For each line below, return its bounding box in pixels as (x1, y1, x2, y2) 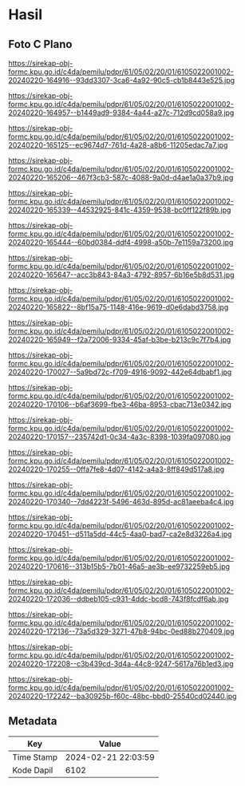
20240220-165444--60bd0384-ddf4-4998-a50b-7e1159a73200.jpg (8, 238, 234, 247)
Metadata (8, 714, 57, 728)
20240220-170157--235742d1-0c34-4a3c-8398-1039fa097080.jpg (8, 432, 231, 441)
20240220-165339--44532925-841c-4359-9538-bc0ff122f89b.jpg (8, 205, 231, 215)
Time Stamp (12, 752, 58, 763)
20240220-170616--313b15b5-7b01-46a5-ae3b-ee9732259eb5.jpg (8, 562, 230, 571)
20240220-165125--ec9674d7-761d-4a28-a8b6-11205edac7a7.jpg (8, 140, 228, 149)
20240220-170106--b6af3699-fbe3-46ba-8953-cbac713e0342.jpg (8, 400, 231, 409)
